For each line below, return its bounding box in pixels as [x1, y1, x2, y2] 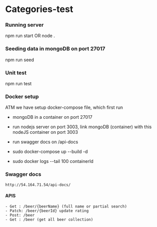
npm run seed [5, 57, 34, 63]
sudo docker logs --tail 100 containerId [12, 158, 94, 164]
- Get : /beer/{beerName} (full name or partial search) [5, 204, 127, 209]
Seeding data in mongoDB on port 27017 [5, 45, 106, 52]
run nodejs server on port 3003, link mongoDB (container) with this [12, 124, 152, 130]
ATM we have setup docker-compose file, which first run [5, 104, 123, 111]
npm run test [5, 81, 32, 87]
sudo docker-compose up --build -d [12, 149, 88, 155]
